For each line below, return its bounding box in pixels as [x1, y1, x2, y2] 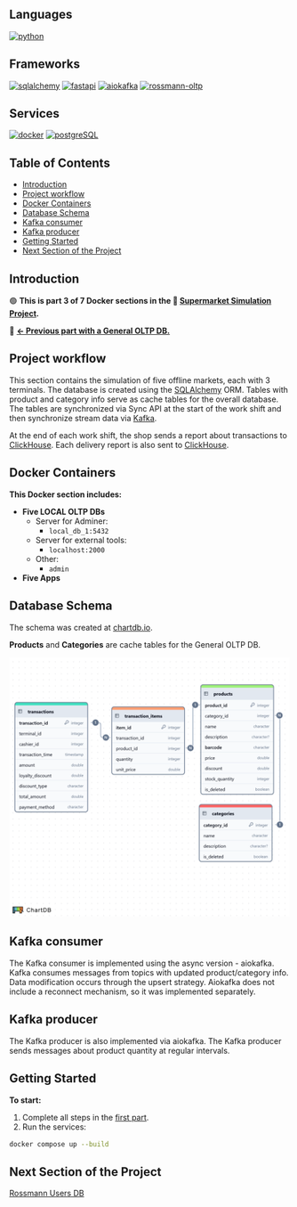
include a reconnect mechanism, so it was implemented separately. [9, 986, 256, 997]
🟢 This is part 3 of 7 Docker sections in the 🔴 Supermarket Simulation [9, 296, 272, 306]
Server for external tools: [35, 534, 127, 545]
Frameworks [9, 57, 81, 72]
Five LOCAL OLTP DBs [21, 506, 105, 517]
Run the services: [21, 1121, 87, 1132]
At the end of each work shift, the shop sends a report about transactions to [9, 429, 287, 440]
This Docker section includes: [9, 489, 123, 500]
